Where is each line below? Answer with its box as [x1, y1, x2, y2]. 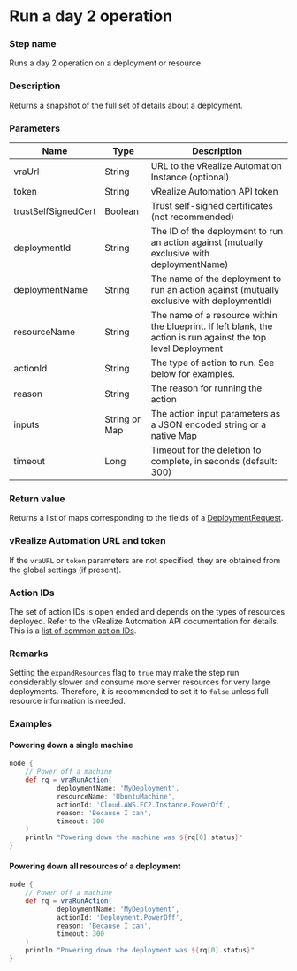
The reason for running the [150, 382, 263, 394]
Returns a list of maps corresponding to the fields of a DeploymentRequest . [9, 513, 284, 524]
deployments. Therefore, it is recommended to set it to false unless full [9, 686, 269, 697]
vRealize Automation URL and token [9, 535, 166, 547]
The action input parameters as [150, 408, 281, 420]
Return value [9, 493, 65, 505]
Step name [9, 38, 57, 50]
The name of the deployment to [150, 272, 282, 285]
